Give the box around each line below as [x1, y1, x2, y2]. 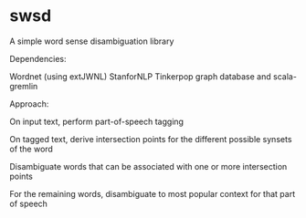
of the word [9, 143, 53, 154]
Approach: [9, 98, 49, 109]
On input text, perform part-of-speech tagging [9, 116, 185, 127]
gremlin [9, 80, 38, 91]
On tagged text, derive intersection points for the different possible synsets [9, 133, 292, 144]
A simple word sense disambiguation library [9, 36, 174, 47]
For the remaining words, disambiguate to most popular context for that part [9, 188, 295, 199]
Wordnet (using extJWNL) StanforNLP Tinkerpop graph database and [9, 70, 271, 82]
